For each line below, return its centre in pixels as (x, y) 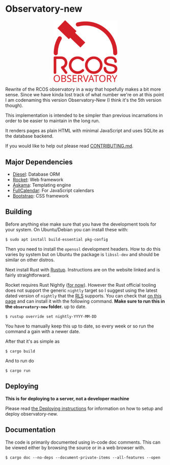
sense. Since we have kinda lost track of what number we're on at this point (85, 95)
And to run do (20, 361)
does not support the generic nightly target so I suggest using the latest (81, 290)
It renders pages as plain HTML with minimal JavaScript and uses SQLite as (84, 131)
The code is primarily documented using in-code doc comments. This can (83, 442)
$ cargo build (20, 351)
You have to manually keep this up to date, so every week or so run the (80, 326)
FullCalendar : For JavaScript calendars (53, 190)
